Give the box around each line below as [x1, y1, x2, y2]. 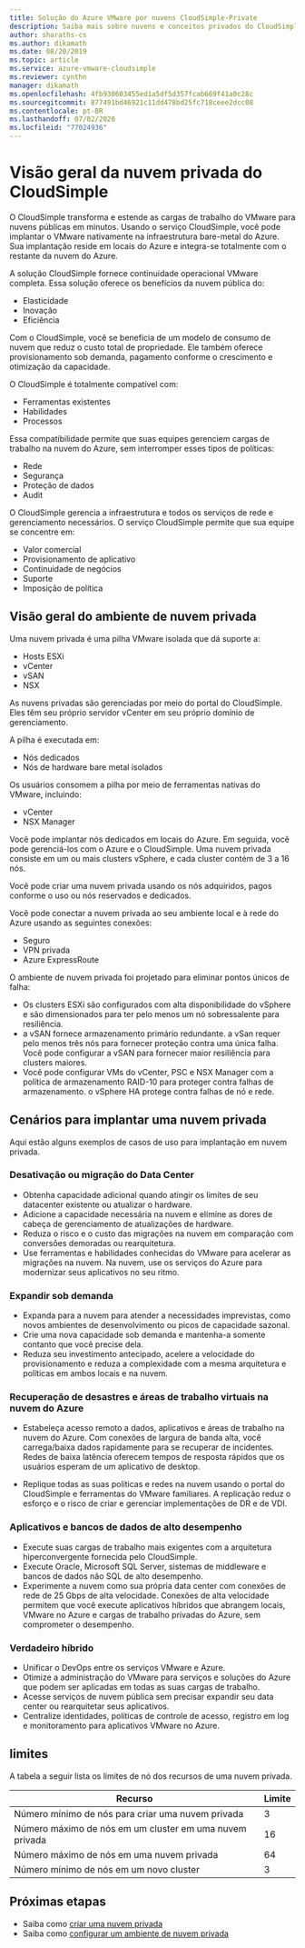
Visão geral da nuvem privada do [9, 163, 263, 183]
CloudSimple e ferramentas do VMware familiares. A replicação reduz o [22, 1488, 291, 1500]
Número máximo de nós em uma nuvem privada [14, 1848, 219, 1861]
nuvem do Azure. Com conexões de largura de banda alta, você [22, 1433, 261, 1444]
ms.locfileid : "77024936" [9, 124, 107, 133]
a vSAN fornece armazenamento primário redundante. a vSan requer [22, 1028, 280, 1039]
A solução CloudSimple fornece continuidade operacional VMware [9, 267, 259, 278]
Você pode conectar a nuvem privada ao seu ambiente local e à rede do [9, 907, 280, 918]
